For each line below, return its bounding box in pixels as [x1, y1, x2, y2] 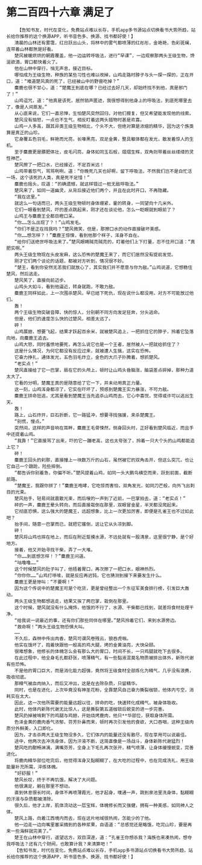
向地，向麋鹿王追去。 [6, 335, 51, 341]
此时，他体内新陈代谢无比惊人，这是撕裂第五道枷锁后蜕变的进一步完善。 [14, 706, 167, 712]
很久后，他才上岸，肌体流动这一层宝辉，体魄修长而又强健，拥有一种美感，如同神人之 [14, 802, 194, 808]
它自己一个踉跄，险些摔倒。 [6, 463, 65, 469]
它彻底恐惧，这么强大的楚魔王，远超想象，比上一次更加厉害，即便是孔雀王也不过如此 [14, 508, 194, 514]
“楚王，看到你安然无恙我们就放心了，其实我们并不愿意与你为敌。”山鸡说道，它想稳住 [14, 264, 193, 271]
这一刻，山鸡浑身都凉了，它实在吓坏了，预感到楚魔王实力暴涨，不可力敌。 [14, 386, 172, 393]
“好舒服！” [14, 770, 38, 776]
